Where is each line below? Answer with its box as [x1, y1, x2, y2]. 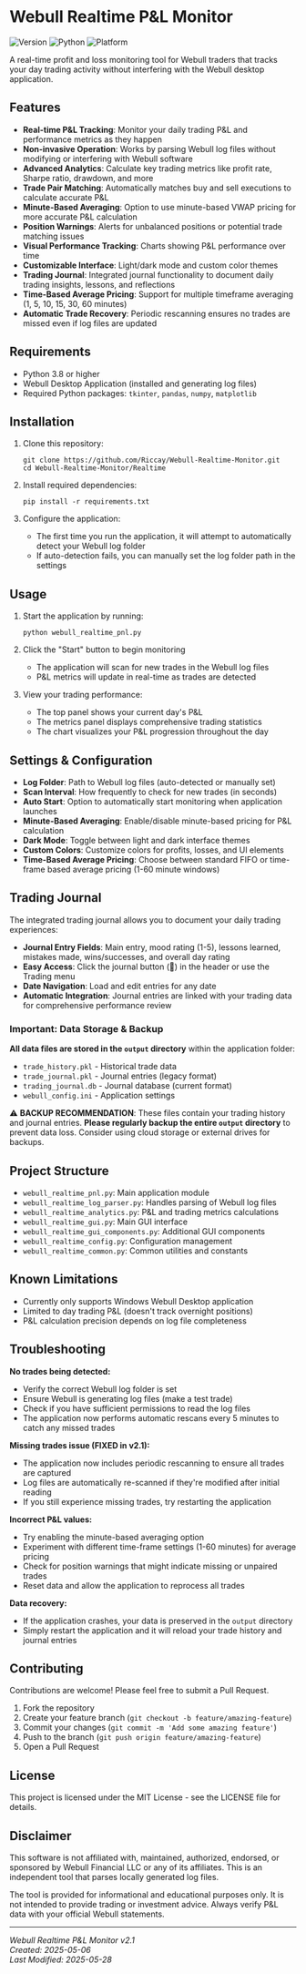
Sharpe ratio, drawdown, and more [22, 172, 154, 183]
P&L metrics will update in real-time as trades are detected [36, 671, 257, 682]
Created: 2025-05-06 [9, 1944, 91, 1955]
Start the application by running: [22, 610, 144, 621]
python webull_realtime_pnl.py [22, 629, 142, 638]
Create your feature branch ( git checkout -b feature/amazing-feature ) [22, 1713, 292, 1723]
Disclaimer [9, 1828, 72, 1844]
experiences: [9, 924, 59, 935]
